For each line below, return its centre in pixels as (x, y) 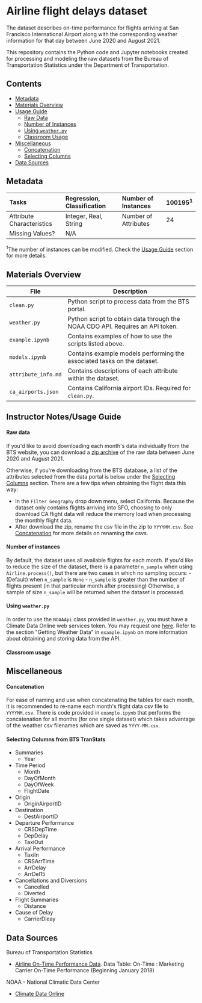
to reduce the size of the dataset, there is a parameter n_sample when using (99, 567)
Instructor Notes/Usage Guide (64, 417)
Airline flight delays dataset (77, 11)
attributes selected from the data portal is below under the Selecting (91, 476)
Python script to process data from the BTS (128, 302)
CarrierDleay (40, 919)
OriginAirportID (43, 804)
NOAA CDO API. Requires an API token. (123, 326)
